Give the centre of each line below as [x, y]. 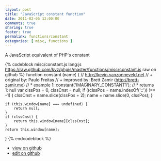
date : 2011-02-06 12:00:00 [32, 18]
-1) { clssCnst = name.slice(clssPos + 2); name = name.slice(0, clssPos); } [79, 95]
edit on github [26, 153]
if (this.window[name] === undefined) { [47, 104]
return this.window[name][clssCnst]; [52, 121]
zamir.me [14, 85]
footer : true [18, 32]
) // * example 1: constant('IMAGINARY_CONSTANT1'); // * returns [89, 85]
